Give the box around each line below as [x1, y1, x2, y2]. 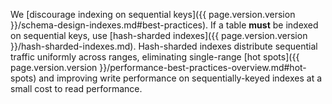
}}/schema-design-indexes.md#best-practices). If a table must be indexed [10, 19, 319, 31]
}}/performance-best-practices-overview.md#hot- [99, 62, 307, 73]
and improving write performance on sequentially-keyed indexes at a [38, 72, 323, 84]
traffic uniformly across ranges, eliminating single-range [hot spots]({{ [10, 51, 300, 63]
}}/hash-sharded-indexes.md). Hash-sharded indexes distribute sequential [10, 40, 318, 52]
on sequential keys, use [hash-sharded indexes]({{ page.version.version [10, 30, 308, 41]
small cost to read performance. [10, 83, 143, 94]
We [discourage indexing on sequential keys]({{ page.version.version [10, 9, 296, 20]
